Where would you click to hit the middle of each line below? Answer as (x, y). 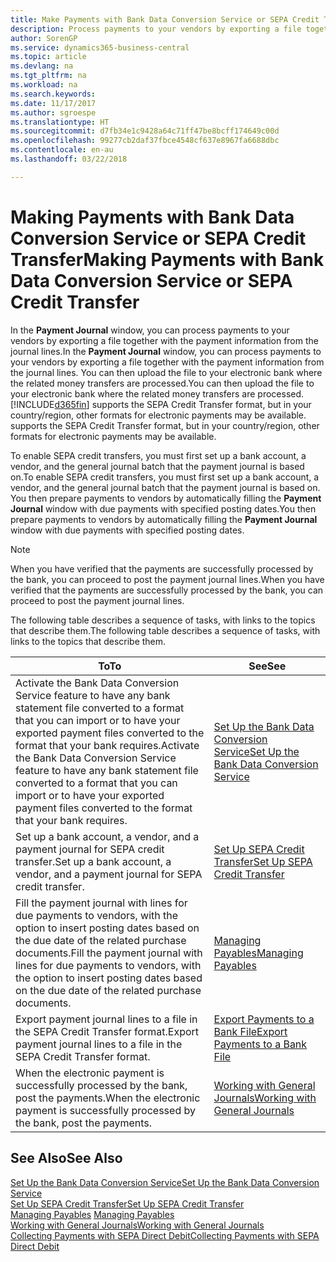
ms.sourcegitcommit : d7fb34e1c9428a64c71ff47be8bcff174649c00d (145, 131)
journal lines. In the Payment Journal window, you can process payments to (166, 351)
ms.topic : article (48, 57)
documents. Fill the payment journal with (109, 953)
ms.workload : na (44, 85)
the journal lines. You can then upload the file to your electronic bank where (166, 372)
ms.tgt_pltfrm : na (48, 76)
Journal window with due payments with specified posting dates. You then (163, 508)
